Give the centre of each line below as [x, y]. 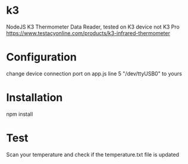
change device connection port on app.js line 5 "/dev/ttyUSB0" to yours [94, 73]
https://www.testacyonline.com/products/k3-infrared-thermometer [88, 33]
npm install [20, 114]
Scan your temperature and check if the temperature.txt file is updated [93, 154]
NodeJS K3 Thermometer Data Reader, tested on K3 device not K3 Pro [93, 27]
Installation [35, 98]
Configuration [42, 57]
